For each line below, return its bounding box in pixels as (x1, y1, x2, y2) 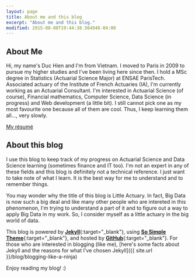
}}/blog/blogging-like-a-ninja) (6, 253, 78, 260)
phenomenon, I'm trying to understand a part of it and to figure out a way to (6, 204, 188, 211)
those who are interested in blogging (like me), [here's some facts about (6, 241, 180, 248)
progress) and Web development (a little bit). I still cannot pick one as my (6, 100, 182, 107)
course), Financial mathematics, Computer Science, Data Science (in (6, 93, 172, 100)
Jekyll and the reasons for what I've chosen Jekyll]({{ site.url (6, 247, 153, 254)
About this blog (6, 140, 63, 150)
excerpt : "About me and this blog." (6, 19, 95, 25)
